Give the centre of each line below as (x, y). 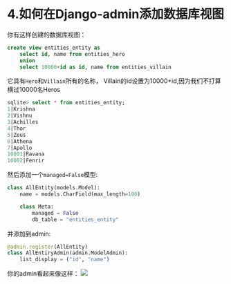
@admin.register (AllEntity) (48, 247)
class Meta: (37, 207)
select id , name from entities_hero (73, 54)
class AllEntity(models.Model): (54, 188)
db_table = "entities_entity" (75, 219)
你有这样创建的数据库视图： (47, 35)
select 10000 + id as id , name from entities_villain (95, 67)
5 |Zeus (17, 135)
